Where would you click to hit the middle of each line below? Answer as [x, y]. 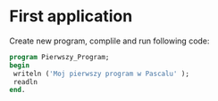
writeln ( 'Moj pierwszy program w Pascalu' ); [101, 74]
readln [25, 82]
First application [71, 16]
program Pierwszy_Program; [59, 57]
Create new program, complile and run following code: [109, 41]
